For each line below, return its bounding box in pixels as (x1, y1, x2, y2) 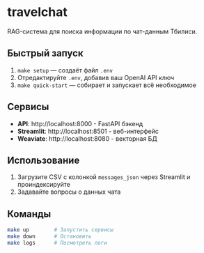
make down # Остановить (7, 233, 92, 240)
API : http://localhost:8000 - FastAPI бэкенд (17, 119, 143, 128)
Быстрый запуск (7, 47, 84, 59)
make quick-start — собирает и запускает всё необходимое (17, 81, 197, 89)
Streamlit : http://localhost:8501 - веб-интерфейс (17, 127, 159, 135)
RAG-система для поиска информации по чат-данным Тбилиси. (7, 27, 198, 36)
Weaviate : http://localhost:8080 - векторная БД (17, 134, 158, 143)
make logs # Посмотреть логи (7, 239, 108, 246)
